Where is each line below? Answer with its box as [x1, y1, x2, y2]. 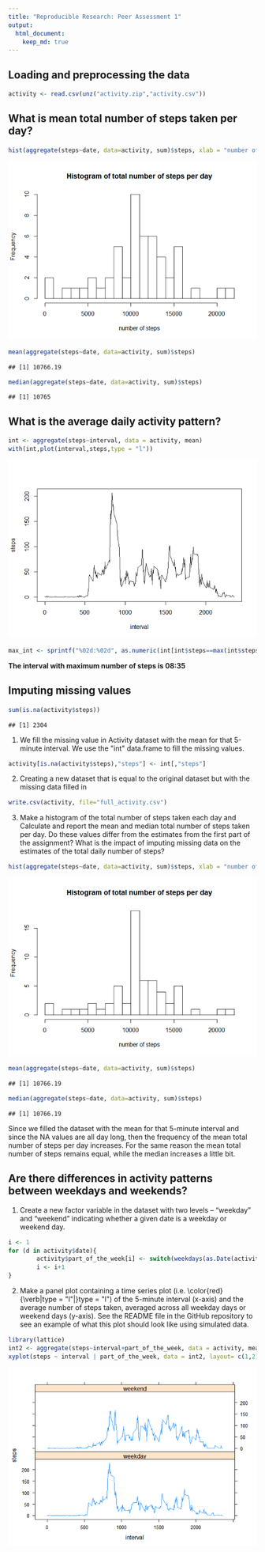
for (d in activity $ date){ [8, 1247, 97, 1255]
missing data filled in [19, 782, 87, 792]
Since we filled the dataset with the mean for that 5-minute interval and [8, 1123, 239, 1133]
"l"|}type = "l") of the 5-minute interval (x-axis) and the [65, 1294, 244, 1304]
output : [8, 21, 34, 29]
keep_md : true [22, 38, 69, 46]
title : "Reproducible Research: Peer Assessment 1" [8, 13, 181, 21]
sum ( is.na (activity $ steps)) [8, 706, 101, 714]
